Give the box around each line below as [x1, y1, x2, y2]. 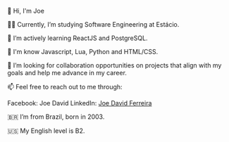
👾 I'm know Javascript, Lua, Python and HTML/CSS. [7, 48, 159, 56]
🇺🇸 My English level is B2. [7, 127, 85, 135]
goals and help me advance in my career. [7, 69, 127, 77]
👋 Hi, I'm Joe [7, 7, 44, 15]
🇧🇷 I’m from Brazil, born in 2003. [7, 112, 105, 121]
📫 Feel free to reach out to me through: [7, 83, 123, 91]
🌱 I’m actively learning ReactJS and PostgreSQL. [7, 34, 148, 42]
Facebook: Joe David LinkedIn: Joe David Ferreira [7, 99, 152, 107]
